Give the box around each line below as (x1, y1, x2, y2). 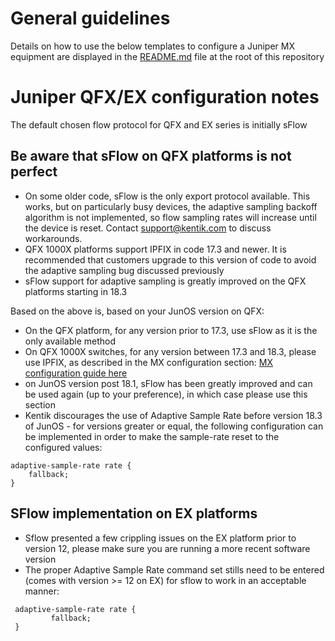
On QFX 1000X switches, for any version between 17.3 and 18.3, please (24, 345, 317, 357)
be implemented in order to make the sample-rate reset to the (24, 430, 280, 442)
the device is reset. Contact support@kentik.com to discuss (24, 222, 272, 234)
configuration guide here (24, 367, 128, 379)
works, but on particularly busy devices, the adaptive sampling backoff (24, 200, 318, 212)
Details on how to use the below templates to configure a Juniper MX (10, 40, 295, 52)
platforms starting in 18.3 (24, 285, 128, 297)
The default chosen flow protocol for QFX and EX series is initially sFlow (10, 118, 308, 131)
